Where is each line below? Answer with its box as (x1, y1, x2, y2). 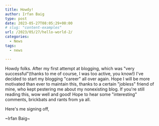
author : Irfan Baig (5, 12, 45, 17)
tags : (5, 43, 16, 48)
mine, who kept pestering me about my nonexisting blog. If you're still (5, 86, 145, 92)
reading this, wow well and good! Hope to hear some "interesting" (5, 91, 137, 97)
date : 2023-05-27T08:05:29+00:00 (5, 20, 73, 26)
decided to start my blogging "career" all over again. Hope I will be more (5, 76, 150, 82)
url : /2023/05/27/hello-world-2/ (5, 30, 73, 35)
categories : (5, 35, 29, 39)
